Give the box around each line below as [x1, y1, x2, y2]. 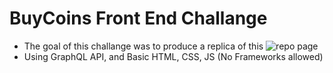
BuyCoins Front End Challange [9, 7, 268, 30]
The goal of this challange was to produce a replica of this [23, 40, 264, 52]
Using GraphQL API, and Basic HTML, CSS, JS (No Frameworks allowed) [23, 50, 324, 62]
